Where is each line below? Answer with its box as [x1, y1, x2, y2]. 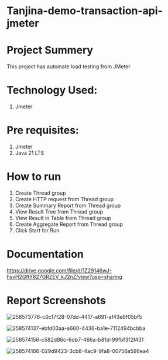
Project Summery [6, 44, 93, 57]
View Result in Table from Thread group [15, 214, 112, 221]
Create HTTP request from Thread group [15, 195, 114, 202]
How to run [6, 170, 61, 184]
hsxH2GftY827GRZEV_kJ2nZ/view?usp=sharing [6, 273, 122, 280]
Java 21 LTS [15, 149, 44, 156]
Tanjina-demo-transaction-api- [6, 4, 163, 18]
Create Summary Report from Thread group [15, 202, 121, 209]
